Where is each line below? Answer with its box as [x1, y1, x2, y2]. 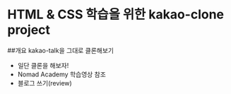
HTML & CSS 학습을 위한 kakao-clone [7, 6, 225, 23]
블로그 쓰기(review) [17, 78, 72, 87]
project [7, 22, 51, 38]
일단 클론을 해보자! [17, 61, 69, 69]
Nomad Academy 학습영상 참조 [17, 70, 106, 78]
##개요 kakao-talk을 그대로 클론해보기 [7, 46, 114, 54]
